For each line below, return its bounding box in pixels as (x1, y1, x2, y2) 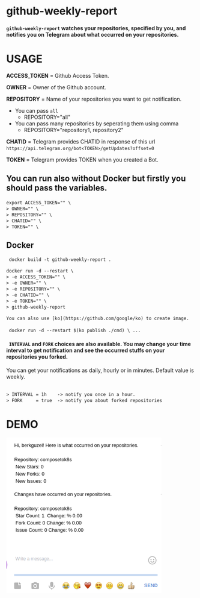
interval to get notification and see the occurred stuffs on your (6, 347, 165, 354)
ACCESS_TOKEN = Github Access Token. (6, 72, 109, 79)
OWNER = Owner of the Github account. (6, 83, 106, 91)
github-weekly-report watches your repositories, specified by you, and (6, 24, 186, 31)
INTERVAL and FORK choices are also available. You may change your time (8, 340, 191, 347)
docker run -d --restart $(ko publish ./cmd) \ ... (8, 327, 141, 334)
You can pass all (14, 107, 58, 114)
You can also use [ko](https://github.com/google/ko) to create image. (6, 315, 189, 322)
